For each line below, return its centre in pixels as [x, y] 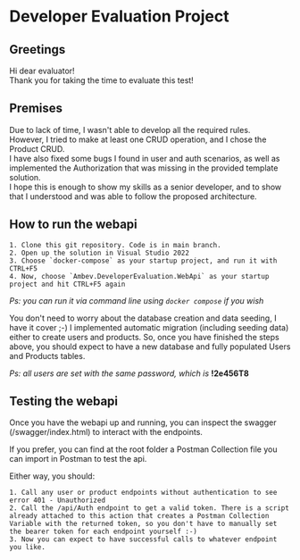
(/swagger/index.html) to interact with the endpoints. [106, 432]
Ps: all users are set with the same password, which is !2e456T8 [129, 373]
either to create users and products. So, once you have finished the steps [144, 337]
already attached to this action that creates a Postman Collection [139, 516]
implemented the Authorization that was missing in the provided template [144, 168]
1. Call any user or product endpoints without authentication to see [143, 493]
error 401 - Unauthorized [57, 501]
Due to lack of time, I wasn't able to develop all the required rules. [130, 130]
